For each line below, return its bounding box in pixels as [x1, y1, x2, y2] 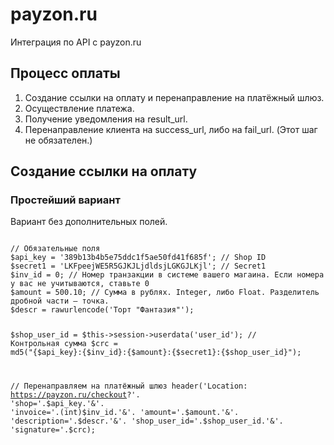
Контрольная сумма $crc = [10, 339, 118, 349]
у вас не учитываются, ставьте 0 [10, 279, 150, 289]
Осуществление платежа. [24, 102, 135, 114]
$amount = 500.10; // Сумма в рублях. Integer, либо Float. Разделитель [10, 288, 320, 298]
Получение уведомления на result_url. [24, 113, 188, 125]
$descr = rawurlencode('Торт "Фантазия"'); [10, 305, 195, 315]
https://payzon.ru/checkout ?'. [10, 390, 141, 400]
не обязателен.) [24, 134, 93, 146]
